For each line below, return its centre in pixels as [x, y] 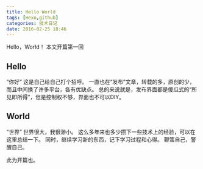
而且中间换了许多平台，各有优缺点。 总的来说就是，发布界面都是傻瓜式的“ [99, 89]
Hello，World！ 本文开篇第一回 [45, 47]
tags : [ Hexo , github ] [33, 18]
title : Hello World [31, 12]
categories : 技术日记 [32, 23]
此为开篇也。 [22, 160]
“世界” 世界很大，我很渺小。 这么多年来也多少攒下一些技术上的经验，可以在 [101, 132]
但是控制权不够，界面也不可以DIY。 [80, 97]
